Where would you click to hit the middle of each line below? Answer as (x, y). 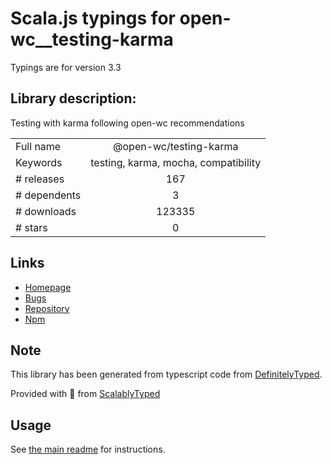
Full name (38, 146)
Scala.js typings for (93, 18)
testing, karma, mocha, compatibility (176, 162)
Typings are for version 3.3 (66, 67)
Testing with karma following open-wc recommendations (127, 123)
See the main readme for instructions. (88, 449)
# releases (40, 179)
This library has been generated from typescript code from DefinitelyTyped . (166, 374)
